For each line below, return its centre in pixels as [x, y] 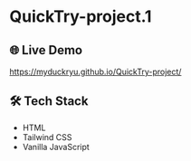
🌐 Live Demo [46, 50]
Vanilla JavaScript [56, 147]
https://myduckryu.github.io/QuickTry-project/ [95, 71]
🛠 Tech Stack [49, 101]
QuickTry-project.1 [81, 17]
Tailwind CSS [47, 137]
